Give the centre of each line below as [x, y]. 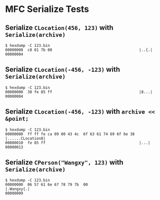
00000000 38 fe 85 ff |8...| [79, 92]
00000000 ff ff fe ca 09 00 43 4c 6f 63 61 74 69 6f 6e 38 [70, 134]
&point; [17, 119]
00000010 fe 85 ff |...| [78, 143]
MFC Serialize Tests [47, 9]
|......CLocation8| [25, 138]
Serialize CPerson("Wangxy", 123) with [64, 162]
